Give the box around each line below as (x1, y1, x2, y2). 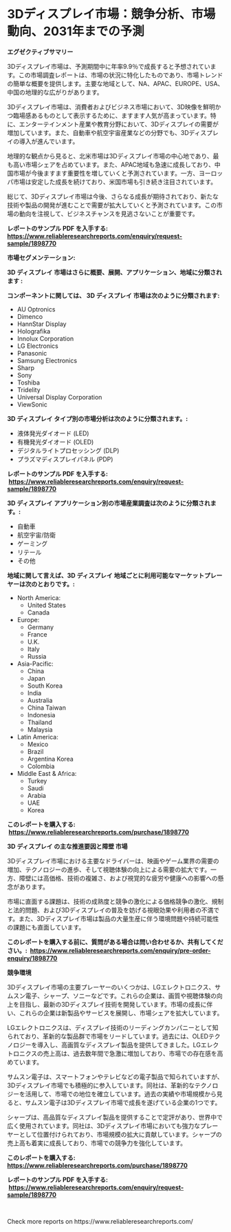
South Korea (27, 681, 63, 690)
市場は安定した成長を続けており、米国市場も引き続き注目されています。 (12, 177, 217, 186)
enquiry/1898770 (7, 954, 58, 962)
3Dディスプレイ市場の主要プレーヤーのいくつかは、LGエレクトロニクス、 (7, 983, 215, 991)
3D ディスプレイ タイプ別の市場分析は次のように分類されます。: (7, 414, 188, 422)
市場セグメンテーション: (7, 253, 76, 262)
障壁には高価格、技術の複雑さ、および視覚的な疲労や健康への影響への (19, 874, 218, 882)
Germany (27, 623, 54, 631)
